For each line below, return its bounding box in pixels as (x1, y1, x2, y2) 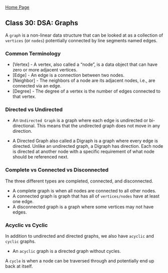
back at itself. (5, 263, 33, 269)
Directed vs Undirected (5, 106, 63, 113)
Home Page (5, 5, 30, 10)
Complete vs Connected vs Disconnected (5, 166, 109, 173)
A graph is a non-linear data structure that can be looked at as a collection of (5, 32, 163, 38)
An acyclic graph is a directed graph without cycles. (12, 248, 121, 254)
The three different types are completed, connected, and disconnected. (5, 178, 153, 184)
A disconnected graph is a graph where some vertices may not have (12, 204, 154, 210)
